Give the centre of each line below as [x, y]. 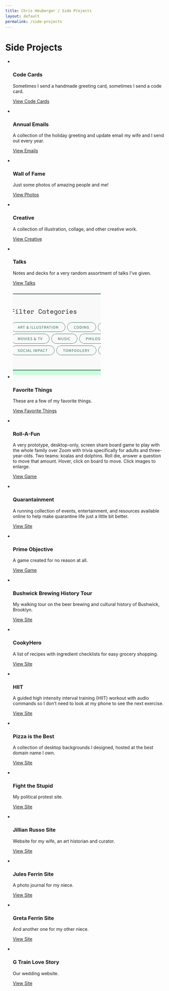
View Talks [24, 283]
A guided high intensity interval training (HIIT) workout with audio [81, 698]
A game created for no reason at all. [50, 560]
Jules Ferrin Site [33, 874]
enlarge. [21, 467]
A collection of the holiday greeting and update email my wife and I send [88, 135]
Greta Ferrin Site [33, 918]
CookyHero [27, 643]
